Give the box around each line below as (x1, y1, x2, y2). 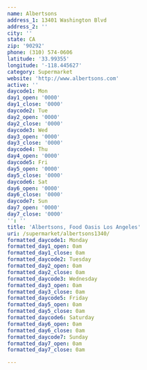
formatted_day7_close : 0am (7, 346, 85, 353)
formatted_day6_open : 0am (7, 321, 82, 328)
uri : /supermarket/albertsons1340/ (7, 230, 110, 237)
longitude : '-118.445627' (7, 62, 82, 69)
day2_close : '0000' (7, 120, 64, 127)
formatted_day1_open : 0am (7, 243, 82, 250)
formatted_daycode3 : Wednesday (7, 275, 98, 282)
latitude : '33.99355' (7, 56, 70, 63)
